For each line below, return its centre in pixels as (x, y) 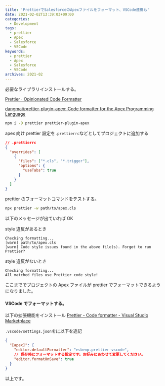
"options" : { (32, 166)
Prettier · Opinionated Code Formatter (43, 99)
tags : (11, 28)
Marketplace (18, 321)
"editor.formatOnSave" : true (44, 359)
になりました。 (20, 291)
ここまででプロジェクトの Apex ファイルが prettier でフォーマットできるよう (83, 285)
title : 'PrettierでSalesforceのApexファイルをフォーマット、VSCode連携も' (77, 10)
